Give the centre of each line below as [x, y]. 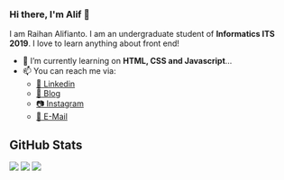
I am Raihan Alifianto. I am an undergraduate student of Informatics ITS [142, 34]
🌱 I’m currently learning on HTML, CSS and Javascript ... [127, 61]
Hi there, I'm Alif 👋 [50, 14]
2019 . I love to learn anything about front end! [95, 43]
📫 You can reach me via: [69, 71]
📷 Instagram [60, 103]
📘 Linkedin [55, 84]
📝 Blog [48, 94]
